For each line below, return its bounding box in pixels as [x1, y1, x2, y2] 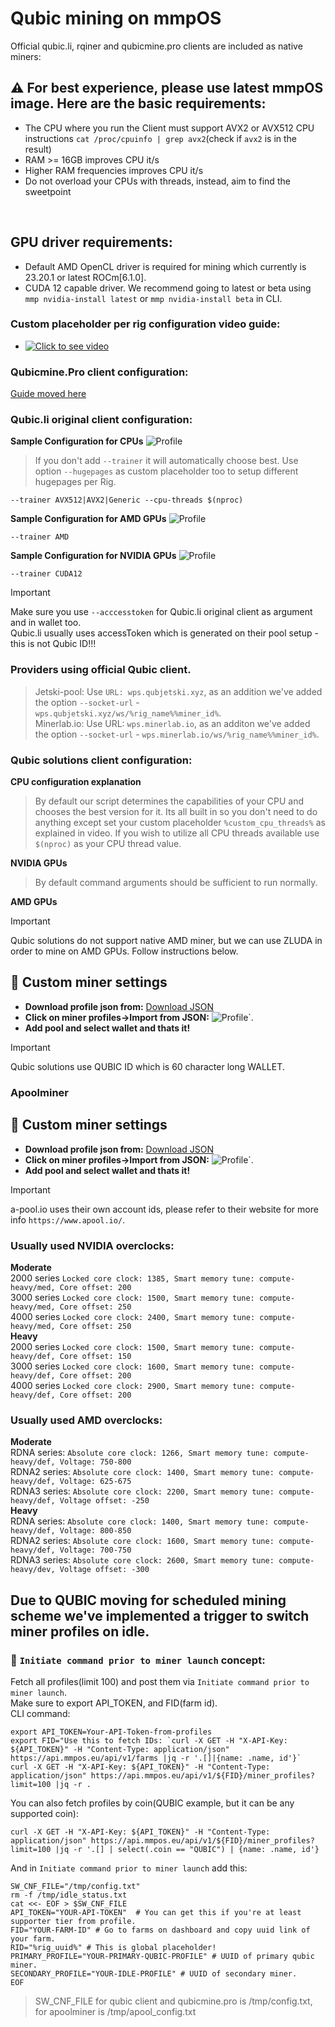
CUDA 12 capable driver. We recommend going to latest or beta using [24, 282, 312, 294]
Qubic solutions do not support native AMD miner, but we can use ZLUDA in [10, 935, 323, 947]
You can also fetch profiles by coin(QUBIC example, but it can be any [10, 1797, 295, 1809]
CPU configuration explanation [10, 776, 142, 788]
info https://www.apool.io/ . [10, 1213, 126, 1226]
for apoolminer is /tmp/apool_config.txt [34, 2005, 197, 2017]
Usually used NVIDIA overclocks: [10, 1238, 175, 1252]
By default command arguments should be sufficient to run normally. [34, 877, 318, 889]
